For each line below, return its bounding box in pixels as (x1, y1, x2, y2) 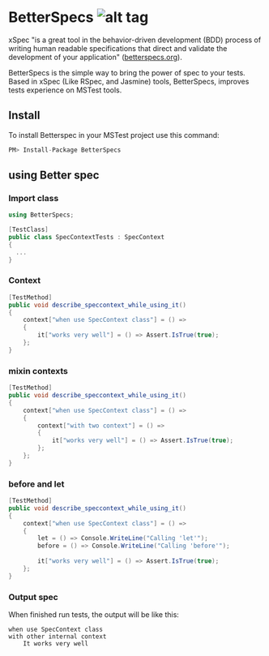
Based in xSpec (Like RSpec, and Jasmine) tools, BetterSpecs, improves (8, 76, 250, 86)
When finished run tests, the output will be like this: (8, 610, 180, 620)
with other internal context (8, 632, 107, 641)
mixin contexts (8, 365, 69, 376)
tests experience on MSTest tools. (8, 85, 122, 95)
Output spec (8, 591, 58, 602)
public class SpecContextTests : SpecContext (8, 234, 164, 242)
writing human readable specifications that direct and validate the (8, 43, 228, 53)
